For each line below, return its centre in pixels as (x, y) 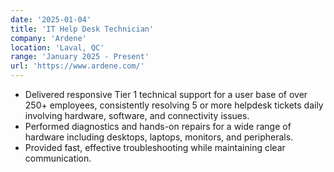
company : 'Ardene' (48, 38)
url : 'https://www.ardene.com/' (77, 66)
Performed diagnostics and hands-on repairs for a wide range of (158, 126)
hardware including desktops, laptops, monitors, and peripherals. (159, 137)
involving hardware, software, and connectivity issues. (137, 115)
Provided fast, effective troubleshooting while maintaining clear (155, 147)
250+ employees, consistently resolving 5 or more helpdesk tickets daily (174, 105)
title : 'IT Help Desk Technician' (82, 29)
